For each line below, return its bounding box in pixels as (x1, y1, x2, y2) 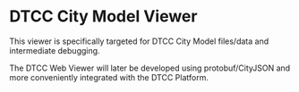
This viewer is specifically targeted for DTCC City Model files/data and (9, 36, 269, 46)
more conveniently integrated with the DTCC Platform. (9, 71, 209, 82)
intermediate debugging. (9, 45, 100, 55)
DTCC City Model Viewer (9, 6, 198, 27)
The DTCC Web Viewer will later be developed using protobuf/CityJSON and (9, 63, 291, 73)
